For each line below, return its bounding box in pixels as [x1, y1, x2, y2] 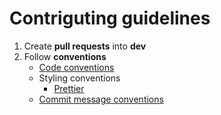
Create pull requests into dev [23, 40, 147, 52]
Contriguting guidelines [9, 7, 211, 30]
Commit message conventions [38, 93, 164, 105]
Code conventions [38, 61, 115, 73]
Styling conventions [38, 72, 121, 84]
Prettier [53, 82, 85, 94]
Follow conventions [23, 50, 107, 62]
